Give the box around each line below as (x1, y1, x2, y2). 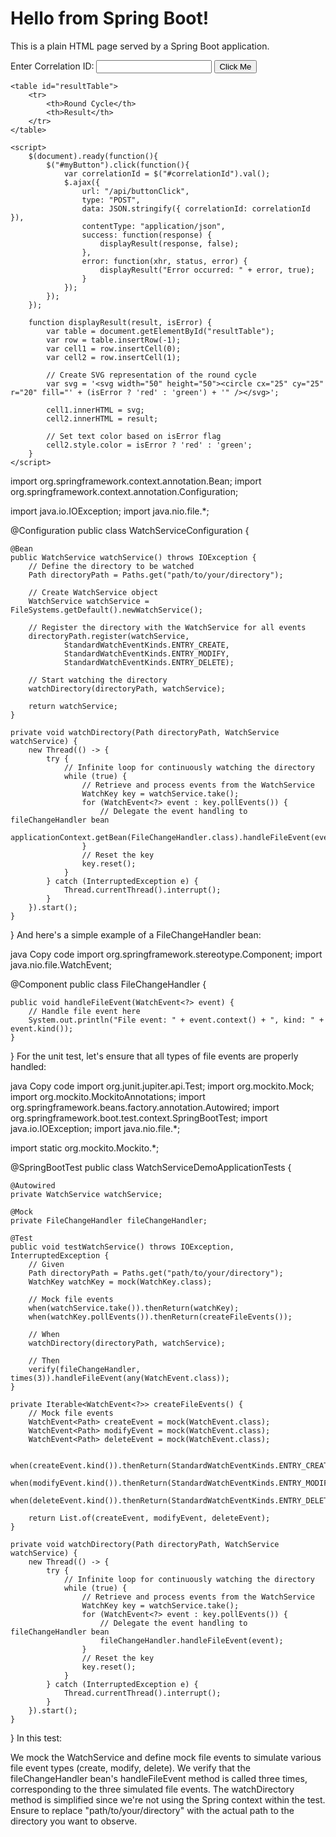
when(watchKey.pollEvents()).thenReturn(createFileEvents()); (28, 1312, 293, 1322)
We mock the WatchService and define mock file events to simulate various (10, 1751, 322, 1763)
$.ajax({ (63, 177, 101, 187)
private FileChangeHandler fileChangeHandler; (10, 1215, 208, 1226)
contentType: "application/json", (81, 221, 226, 231)
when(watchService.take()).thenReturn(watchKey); (28, 1303, 240, 1313)
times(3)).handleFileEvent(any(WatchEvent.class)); (10, 1373, 230, 1383)
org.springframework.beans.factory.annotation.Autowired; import (10, 1101, 280, 1113)
